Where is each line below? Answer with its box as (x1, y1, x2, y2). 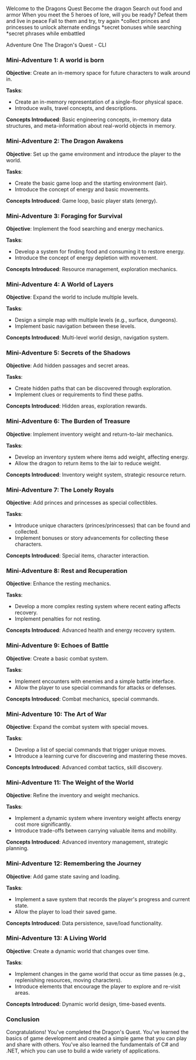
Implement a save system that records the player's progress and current (14, 895, 190, 902)
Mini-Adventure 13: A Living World (6, 934, 107, 942)
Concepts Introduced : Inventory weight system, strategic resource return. (6, 471, 187, 478)
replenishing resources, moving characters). (14, 976, 122, 984)
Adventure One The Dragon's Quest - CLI (6, 41, 107, 48)
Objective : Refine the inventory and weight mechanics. (6, 792, 140, 799)
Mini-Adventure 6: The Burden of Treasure (6, 417, 131, 425)
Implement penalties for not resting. (14, 615, 102, 622)
